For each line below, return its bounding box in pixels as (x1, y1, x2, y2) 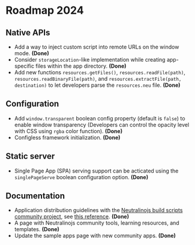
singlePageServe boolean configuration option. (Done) (14, 173, 148, 180)
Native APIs (5, 28, 50, 38)
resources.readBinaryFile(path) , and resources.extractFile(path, (14, 75, 182, 82)
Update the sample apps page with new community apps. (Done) (14, 232, 176, 240)
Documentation (5, 191, 65, 201)
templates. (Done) (14, 226, 59, 233)
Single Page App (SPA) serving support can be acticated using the (14, 167, 179, 174)
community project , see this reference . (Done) (14, 213, 130, 220)
